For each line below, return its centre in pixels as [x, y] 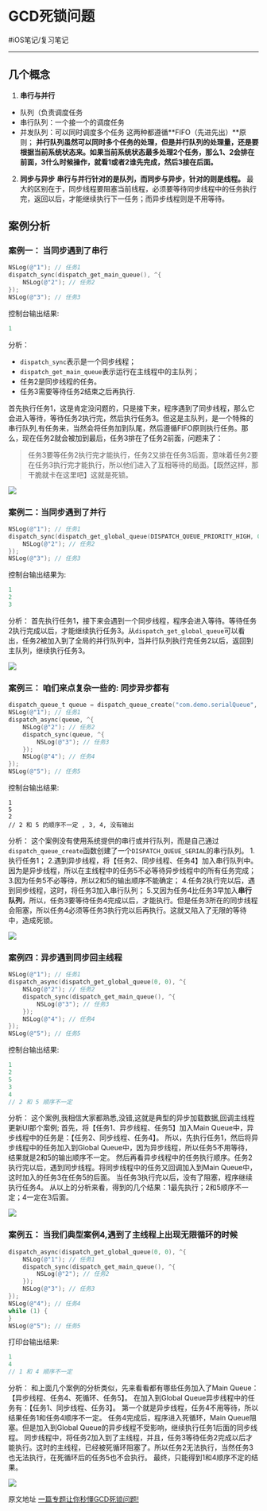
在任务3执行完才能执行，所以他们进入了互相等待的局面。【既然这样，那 [143, 465]
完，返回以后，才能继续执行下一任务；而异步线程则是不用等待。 [124, 199]
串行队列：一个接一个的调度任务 [72, 122]
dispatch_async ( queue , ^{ [51, 720]
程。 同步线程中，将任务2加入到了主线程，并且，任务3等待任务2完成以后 [127, 1438]
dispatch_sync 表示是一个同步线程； [78, 361]
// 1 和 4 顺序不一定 [41, 1372]
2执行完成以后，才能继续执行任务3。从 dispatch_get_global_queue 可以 [123, 630]
